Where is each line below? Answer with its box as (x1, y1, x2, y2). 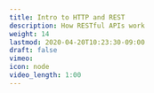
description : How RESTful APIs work (9, 21, 145, 30)
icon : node (9, 63, 50, 72)
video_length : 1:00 (9, 71, 82, 80)
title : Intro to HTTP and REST (9, 12, 126, 22)
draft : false (9, 46, 58, 55)
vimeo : (9, 54, 34, 63)
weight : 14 (9, 29, 50, 38)
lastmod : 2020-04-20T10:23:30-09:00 (9, 37, 145, 47)
